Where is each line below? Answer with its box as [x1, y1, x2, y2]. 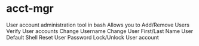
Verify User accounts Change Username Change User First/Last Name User [6, 27, 194, 34]
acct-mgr [6, 2, 54, 15]
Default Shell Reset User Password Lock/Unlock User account [6, 34, 160, 41]
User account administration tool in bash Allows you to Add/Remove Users [6, 21, 190, 28]
